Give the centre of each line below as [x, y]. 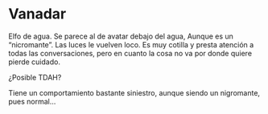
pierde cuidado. [34, 62]
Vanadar [37, 14]
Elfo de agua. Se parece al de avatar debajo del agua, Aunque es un [121, 36]
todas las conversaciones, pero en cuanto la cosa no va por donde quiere [130, 53]
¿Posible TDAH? [35, 77]
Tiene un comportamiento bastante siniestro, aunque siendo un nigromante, [134, 92]
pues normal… [32, 101]
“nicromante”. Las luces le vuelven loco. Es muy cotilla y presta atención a [131, 44]
